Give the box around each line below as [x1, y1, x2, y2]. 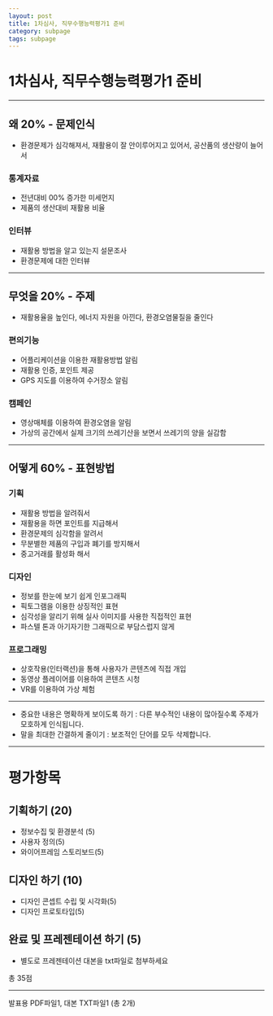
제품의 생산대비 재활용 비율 [19, 203, 106, 212]
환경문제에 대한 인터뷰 [19, 256, 91, 265]
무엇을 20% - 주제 [8, 289, 96, 303]
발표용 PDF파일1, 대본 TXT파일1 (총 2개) [8, 998, 136, 1008]
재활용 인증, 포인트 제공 [19, 365, 95, 374]
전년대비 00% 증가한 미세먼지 [19, 193, 115, 203]
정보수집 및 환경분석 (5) [19, 827, 96, 837]
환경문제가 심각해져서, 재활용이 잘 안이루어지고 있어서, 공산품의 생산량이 [19, 140, 249, 150]
